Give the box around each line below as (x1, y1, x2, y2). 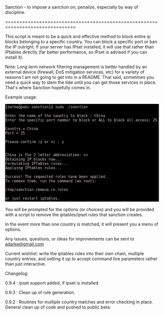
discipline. (5, 9, 26, 15)
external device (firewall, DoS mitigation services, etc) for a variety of (5, 69, 145, 75)
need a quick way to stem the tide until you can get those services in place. (5, 79, 157, 85)
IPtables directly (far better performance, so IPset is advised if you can (5, 49, 147, 55)
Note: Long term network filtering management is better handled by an (5, 64, 147, 70)
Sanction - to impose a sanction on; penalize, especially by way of (5, 4, 138, 10)
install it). (5, 54, 23, 60)
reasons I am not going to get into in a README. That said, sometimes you (5, 74, 154, 80)
